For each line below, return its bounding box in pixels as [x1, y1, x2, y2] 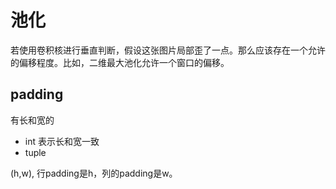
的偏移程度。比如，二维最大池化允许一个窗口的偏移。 [10, 56, 230, 68]
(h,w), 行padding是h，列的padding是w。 [10, 167, 178, 179]
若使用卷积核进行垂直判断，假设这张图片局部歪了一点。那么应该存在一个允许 [10, 44, 326, 56]
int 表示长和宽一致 [24, 135, 100, 147]
